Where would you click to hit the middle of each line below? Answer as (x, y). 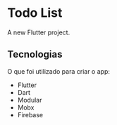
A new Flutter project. (39, 32)
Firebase (30, 114)
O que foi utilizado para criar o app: (59, 71)
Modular (30, 100)
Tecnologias (35, 54)
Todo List (35, 13)
